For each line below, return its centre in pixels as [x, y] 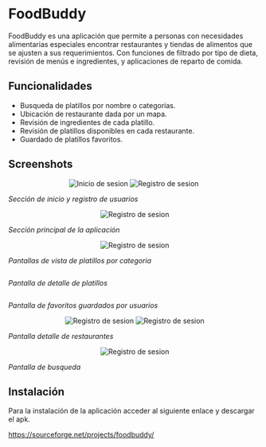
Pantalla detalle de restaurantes [61, 336]
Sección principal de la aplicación [64, 229]
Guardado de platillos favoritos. [71, 139]
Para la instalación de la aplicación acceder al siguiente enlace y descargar [131, 411]
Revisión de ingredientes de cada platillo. [87, 122]
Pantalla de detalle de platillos [58, 282]
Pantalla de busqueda [45, 367]
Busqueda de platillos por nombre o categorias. [98, 105]
